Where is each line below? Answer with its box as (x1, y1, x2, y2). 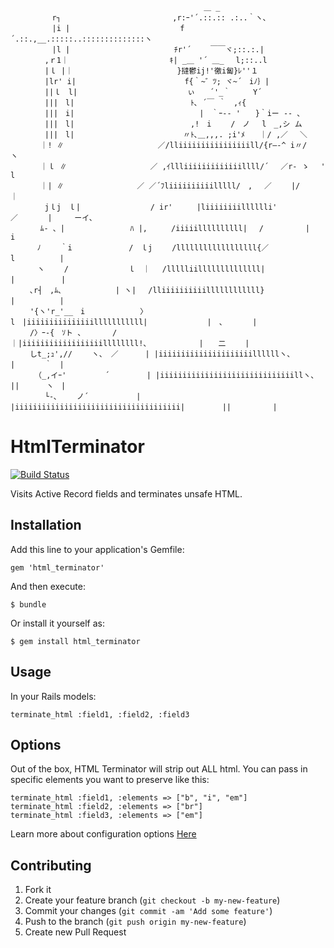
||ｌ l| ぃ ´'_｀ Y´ (44, 87, 263, 97)
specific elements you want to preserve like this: (10, 774, 210, 786)
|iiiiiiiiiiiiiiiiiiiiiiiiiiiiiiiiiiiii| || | (10, 402, 278, 412)
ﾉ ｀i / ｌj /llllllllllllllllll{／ (36, 243, 270, 253)
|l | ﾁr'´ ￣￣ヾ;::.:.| (51, 45, 265, 55)
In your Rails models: (10, 690, 97, 702)
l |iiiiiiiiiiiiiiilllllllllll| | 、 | (10, 317, 258, 327)
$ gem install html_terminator (10, 636, 141, 646)
